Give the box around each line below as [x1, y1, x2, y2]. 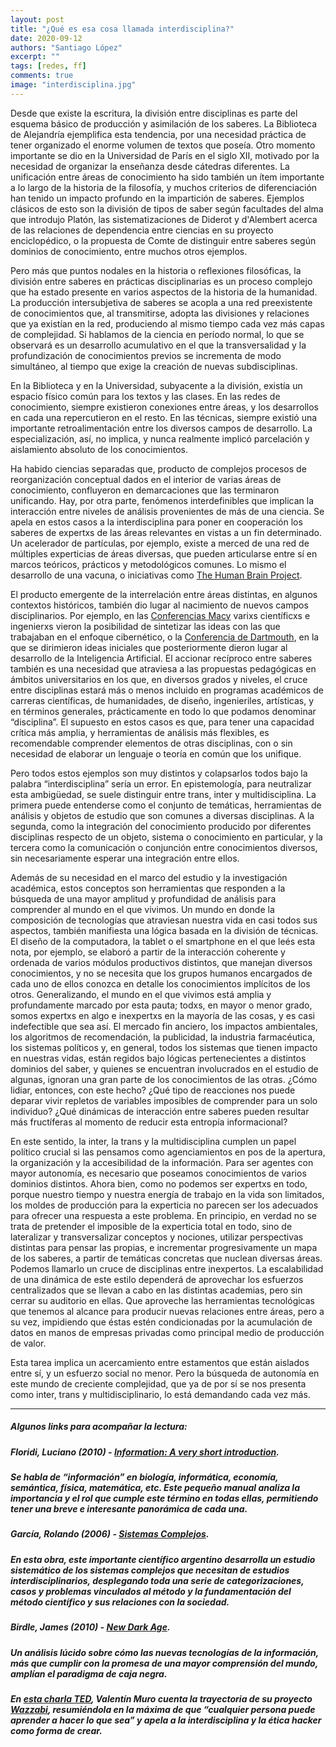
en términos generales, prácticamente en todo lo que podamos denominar [10, 705, 317, 717]
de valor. [10, 1337, 47, 1349]
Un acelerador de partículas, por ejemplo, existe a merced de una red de [10, 537, 310, 549]
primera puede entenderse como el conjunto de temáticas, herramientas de [10, 799, 322, 811]
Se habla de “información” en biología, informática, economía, [10, 1471, 279, 1483]
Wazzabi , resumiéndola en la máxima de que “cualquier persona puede [10, 1703, 316, 1715]
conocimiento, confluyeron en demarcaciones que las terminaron [10, 484, 280, 496]
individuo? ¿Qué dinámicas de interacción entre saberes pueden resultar [10, 1105, 310, 1117]
